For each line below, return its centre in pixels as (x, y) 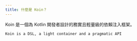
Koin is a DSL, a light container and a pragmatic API (63, 34)
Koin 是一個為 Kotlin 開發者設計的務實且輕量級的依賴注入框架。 (70, 24)
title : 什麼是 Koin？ (26, 10)
